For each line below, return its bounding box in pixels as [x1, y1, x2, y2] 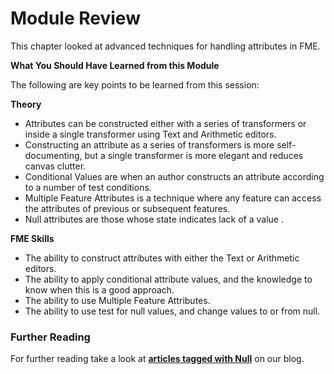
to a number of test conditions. [24, 181, 152, 193]
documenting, [24, 149, 83, 161]
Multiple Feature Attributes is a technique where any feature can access [24, 192, 322, 204]
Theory [10, 98, 42, 110]
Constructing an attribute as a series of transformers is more [24, 138, 275, 151]
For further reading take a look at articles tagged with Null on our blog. [10, 353, 305, 365]
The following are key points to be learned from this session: [10, 78, 260, 91]
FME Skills [10, 232, 55, 244]
